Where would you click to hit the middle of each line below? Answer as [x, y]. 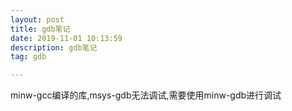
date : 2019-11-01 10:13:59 [66, 38]
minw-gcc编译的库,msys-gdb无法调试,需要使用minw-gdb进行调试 [146, 95]
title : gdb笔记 [40, 29]
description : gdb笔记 [54, 47]
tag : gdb [28, 57]
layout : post [37, 19]
